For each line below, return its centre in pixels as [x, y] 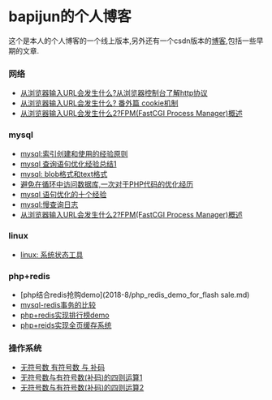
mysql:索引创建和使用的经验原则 [74, 153]
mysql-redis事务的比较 [58, 305]
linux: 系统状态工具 [52, 254]
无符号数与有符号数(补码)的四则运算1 [81, 377]
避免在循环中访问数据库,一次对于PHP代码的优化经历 [107, 184]
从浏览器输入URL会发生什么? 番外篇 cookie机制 [99, 103]
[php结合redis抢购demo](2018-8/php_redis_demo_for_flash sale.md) [135, 295]
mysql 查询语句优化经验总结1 [68, 164]
